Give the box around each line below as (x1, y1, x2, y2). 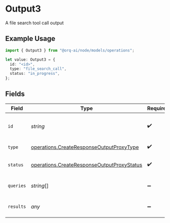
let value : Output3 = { (5, 57, 56, 62)
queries (8, 183, 26, 189)
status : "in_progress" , (10, 71, 60, 76)
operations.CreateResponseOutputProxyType (31, 144, 139, 151)
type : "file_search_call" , (10, 66, 67, 71)
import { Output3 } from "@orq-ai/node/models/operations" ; (5, 48, 135, 53)
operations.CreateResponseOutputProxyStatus (31, 161, 143, 168)
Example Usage (5, 34, 56, 43)
